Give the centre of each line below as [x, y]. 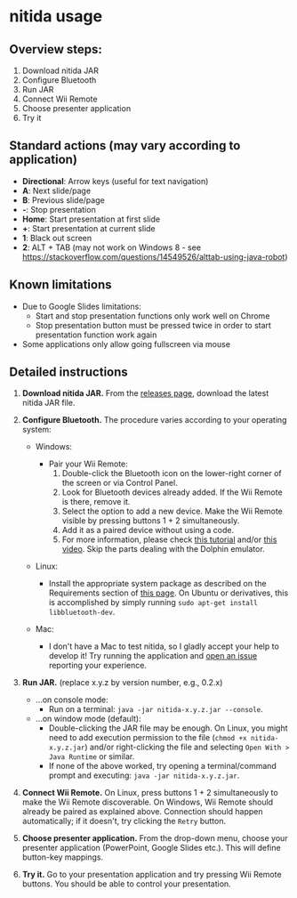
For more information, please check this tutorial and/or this [169, 539]
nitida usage [56, 16]
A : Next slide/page [56, 190]
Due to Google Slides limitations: [82, 306]
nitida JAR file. [48, 403]
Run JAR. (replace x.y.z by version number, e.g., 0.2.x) [122, 683]
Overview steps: [56, 49]
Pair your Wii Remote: [88, 464]
